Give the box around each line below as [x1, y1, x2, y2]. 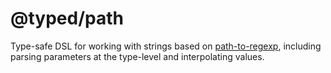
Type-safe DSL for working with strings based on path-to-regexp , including [10, 40, 322, 52]
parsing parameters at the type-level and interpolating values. [10, 50, 265, 62]
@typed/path [10, 7, 124, 30]
